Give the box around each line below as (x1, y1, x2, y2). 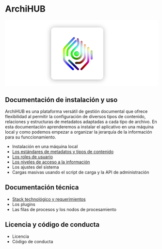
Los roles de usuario (12, 154, 53, 160)
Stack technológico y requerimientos (12, 196, 86, 202)
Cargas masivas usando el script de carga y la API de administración (12, 170, 149, 175)
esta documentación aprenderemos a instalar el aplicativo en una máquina (5, 124, 154, 130)
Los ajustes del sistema (12, 164, 59, 170)
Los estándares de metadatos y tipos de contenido (12, 149, 114, 155)
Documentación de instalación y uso (5, 95, 118, 104)
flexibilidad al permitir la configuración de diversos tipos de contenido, (5, 114, 146, 120)
